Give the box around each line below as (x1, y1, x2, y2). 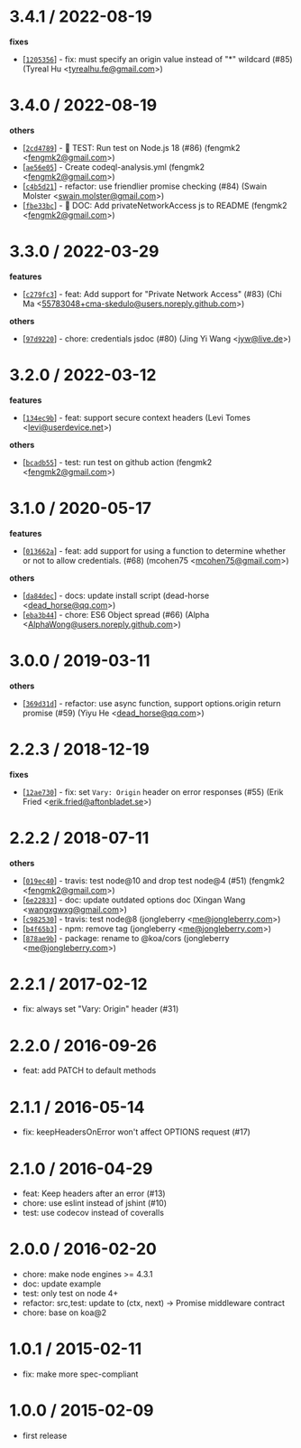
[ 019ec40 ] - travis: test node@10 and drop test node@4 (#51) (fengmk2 (22, 874, 286, 886)
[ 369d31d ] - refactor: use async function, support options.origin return (22, 697, 281, 708)
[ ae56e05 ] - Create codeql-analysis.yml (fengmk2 (22, 161, 205, 173)
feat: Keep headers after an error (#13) (22, 1188, 166, 1199)
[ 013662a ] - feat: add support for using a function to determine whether (22, 545, 287, 556)
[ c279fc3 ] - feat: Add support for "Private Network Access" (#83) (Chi (22, 288, 282, 299)
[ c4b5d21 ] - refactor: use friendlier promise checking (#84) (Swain (22, 181, 268, 192)
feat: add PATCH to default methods (22, 1065, 157, 1076)
